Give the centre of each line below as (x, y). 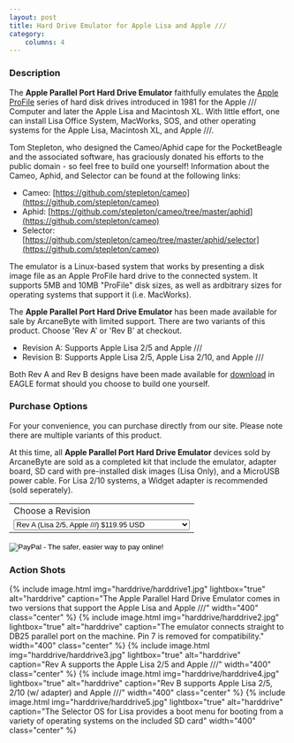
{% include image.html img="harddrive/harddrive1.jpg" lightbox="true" (137, 589)
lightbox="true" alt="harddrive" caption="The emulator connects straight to (147, 627)
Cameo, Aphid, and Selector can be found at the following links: (125, 175)
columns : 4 (45, 42)
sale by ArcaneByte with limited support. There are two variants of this (137, 321)
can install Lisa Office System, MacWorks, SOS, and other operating (132, 120)
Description (35, 74)
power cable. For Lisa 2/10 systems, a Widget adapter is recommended (139, 480)
